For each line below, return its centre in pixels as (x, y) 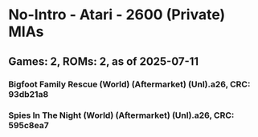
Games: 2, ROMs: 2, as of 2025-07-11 (104, 61)
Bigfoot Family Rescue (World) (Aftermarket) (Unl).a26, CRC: (129, 84)
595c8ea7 (29, 126)
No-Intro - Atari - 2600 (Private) (117, 15)
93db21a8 (29, 94)
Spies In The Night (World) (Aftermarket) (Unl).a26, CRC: (121, 115)
